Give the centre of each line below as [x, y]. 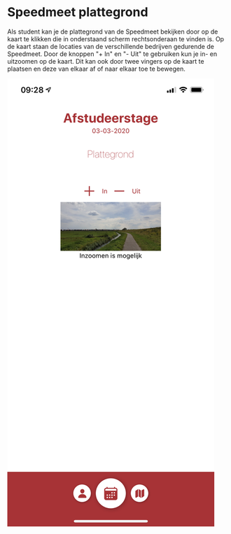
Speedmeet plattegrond [78, 12]
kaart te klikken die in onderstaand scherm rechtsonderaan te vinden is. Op [116, 38]
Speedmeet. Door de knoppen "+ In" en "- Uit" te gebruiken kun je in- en [112, 54]
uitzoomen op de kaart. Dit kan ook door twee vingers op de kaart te [106, 61]
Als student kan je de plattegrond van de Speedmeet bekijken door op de [113, 31]
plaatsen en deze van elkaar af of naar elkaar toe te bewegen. [96, 69]
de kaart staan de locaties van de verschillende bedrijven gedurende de [111, 46]
